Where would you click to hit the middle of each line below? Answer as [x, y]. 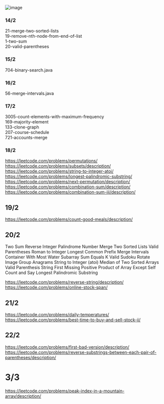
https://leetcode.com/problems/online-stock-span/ [56, 287]
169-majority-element [27, 122]
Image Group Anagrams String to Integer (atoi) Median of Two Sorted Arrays [82, 262]
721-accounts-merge [26, 138]
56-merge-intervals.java [30, 93]
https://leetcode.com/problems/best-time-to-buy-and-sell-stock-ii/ [73, 320]
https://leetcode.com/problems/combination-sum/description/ [68, 187]
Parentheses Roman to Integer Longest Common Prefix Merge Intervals [77, 252]
